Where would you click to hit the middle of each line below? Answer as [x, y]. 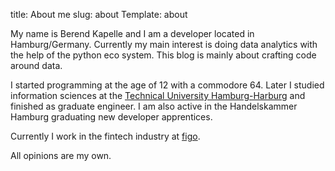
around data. [36, 65]
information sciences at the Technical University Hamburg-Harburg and [158, 95]
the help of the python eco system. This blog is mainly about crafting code [163, 55]
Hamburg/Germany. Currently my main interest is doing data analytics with [164, 44]
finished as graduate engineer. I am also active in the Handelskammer [154, 106]
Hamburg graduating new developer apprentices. [111, 117]
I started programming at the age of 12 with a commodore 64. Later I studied [167, 85]
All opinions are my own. [61, 155]
